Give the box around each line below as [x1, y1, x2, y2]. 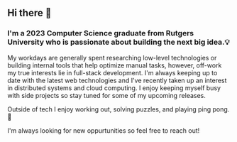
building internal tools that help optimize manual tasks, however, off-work [7, 61, 222, 70]
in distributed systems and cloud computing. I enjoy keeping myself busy [7, 83, 221, 92]
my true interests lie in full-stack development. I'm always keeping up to [7, 68, 218, 77]
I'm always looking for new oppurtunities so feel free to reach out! [7, 126, 200, 135]
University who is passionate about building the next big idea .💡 [7, 37, 230, 47]
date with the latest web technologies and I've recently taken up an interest [7, 76, 227, 84]
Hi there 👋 [7, 7, 52, 19]
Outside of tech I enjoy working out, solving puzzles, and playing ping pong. [7, 104, 230, 114]
